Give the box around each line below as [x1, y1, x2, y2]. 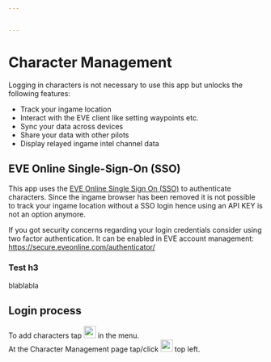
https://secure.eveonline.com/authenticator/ [8, 242, 155, 251]
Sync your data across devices [19, 121, 124, 131]
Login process [8, 304, 83, 318]
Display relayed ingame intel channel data [19, 138, 159, 148]
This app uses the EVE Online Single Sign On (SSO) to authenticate [8, 183, 232, 193]
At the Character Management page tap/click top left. [8, 344, 201, 354]
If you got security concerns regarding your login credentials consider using [8, 225, 262, 234]
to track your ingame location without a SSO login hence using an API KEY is [8, 200, 263, 210]
